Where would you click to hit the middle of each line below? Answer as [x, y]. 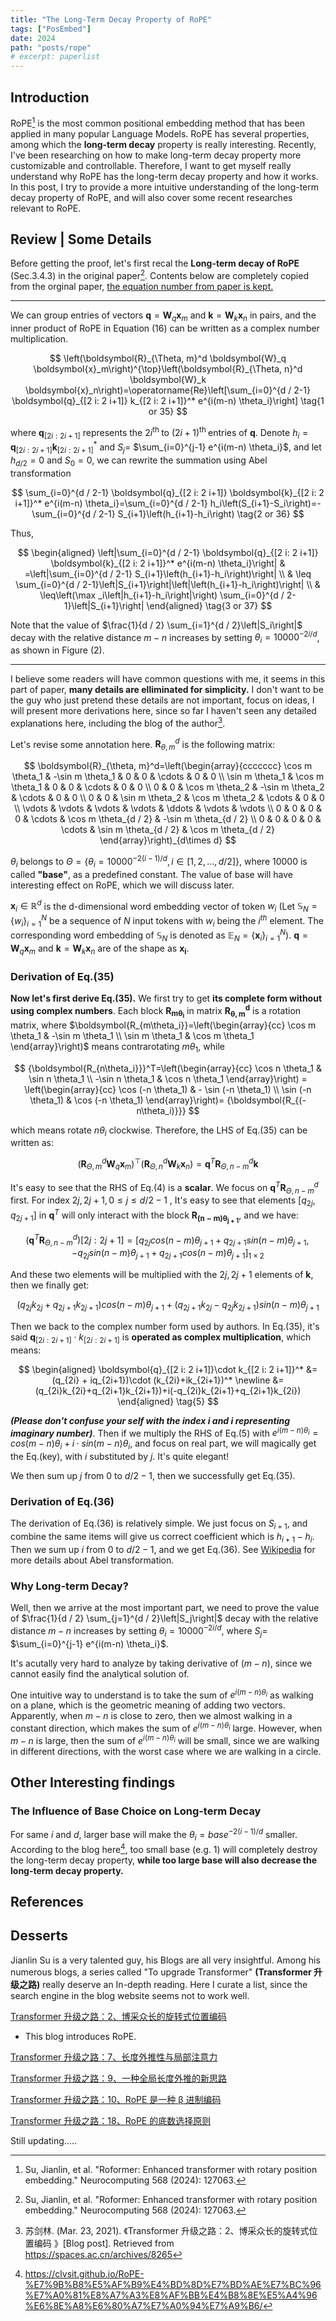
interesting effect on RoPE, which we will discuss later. [122, 885]
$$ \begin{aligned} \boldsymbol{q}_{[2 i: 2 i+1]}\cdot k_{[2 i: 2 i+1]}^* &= [168, 1369]
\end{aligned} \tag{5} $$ [168, 1401]
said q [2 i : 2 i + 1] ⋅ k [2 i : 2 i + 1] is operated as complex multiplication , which [161, 1338]
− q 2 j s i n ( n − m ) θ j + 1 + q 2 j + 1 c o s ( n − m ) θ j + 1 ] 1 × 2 [168, 1254]
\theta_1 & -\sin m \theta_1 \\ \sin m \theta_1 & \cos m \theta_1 [132, 1035]
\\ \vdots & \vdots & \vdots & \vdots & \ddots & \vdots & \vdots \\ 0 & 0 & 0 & [168, 808]
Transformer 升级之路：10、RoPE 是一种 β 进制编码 [116, 2099]
